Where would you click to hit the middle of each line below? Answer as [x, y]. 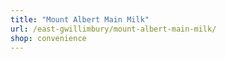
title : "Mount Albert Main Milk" [80, 19]
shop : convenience [48, 38]
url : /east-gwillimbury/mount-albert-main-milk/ [113, 29]
